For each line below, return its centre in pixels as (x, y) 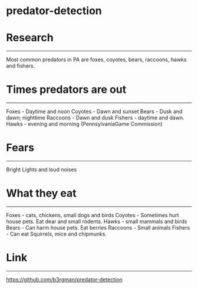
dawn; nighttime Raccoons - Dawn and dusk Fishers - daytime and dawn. (95, 118)
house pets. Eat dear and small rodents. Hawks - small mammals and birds (97, 221)
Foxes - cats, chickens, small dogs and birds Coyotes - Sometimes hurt (93, 215)
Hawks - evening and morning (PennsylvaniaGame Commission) (85, 124)
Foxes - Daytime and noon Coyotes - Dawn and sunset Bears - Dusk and (94, 112)
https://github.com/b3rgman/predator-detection (64, 279)
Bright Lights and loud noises (42, 170)
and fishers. (21, 66)
